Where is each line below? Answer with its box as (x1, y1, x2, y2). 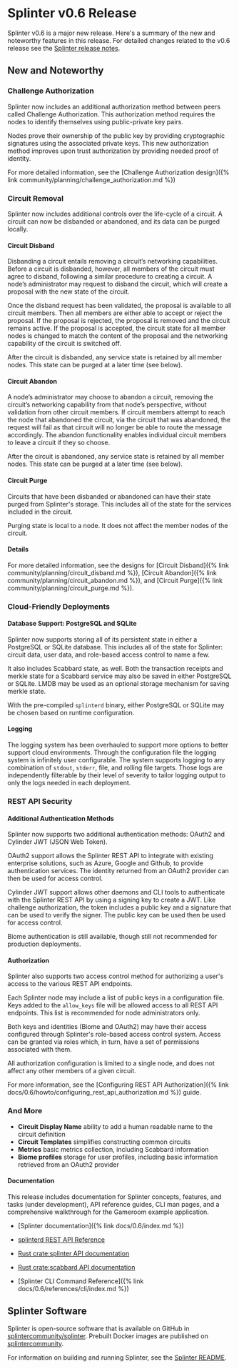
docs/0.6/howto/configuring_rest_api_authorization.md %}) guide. (7, 1088, 202, 1097)
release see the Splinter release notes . (7, 44, 121, 52)
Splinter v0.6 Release (7, 5, 137, 21)
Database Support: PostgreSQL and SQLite (7, 619, 137, 628)
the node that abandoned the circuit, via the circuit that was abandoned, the (7, 416, 230, 424)
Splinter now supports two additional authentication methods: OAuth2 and (7, 830, 225, 839)
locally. (7, 224, 29, 233)
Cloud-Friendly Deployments (7, 602, 111, 612)
